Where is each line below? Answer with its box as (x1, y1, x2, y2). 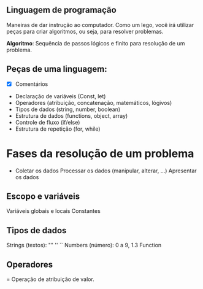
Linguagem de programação (6, 5, 117, 15)
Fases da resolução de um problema (6, 147, 194, 160)
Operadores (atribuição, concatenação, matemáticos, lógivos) (15, 99, 172, 106)
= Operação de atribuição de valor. (6, 276, 95, 283)
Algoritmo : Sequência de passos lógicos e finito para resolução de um (6, 39, 185, 47)
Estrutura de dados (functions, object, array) (15, 112, 128, 119)
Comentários (15, 80, 48, 88)
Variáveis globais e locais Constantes (6, 207, 101, 215)
